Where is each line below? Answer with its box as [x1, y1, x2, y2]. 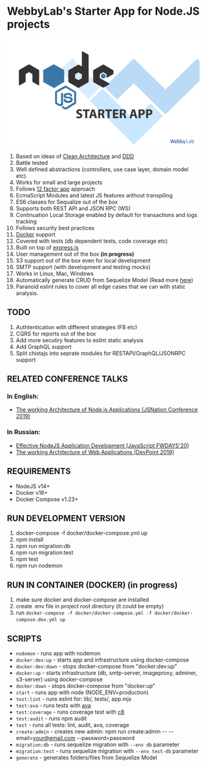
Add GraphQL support [15, 343, 72, 350]
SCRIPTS [7, 633, 42, 644]
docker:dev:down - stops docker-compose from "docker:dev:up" [15, 662, 177, 670]
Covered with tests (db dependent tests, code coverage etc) [15, 237, 168, 245]
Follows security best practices [15, 224, 95, 231]
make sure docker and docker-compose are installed [15, 596, 149, 603]
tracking [15, 218, 37, 225]
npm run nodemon [15, 562, 63, 570]
